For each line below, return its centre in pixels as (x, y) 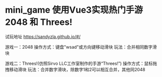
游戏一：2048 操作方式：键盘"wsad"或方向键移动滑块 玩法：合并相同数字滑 (81, 47)
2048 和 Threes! (39, 22)
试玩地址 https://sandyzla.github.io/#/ (43, 37)
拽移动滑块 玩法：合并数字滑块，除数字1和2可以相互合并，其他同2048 (75, 69)
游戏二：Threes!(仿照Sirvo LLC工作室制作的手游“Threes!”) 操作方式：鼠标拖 (81, 63)
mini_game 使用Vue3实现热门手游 (74, 10)
